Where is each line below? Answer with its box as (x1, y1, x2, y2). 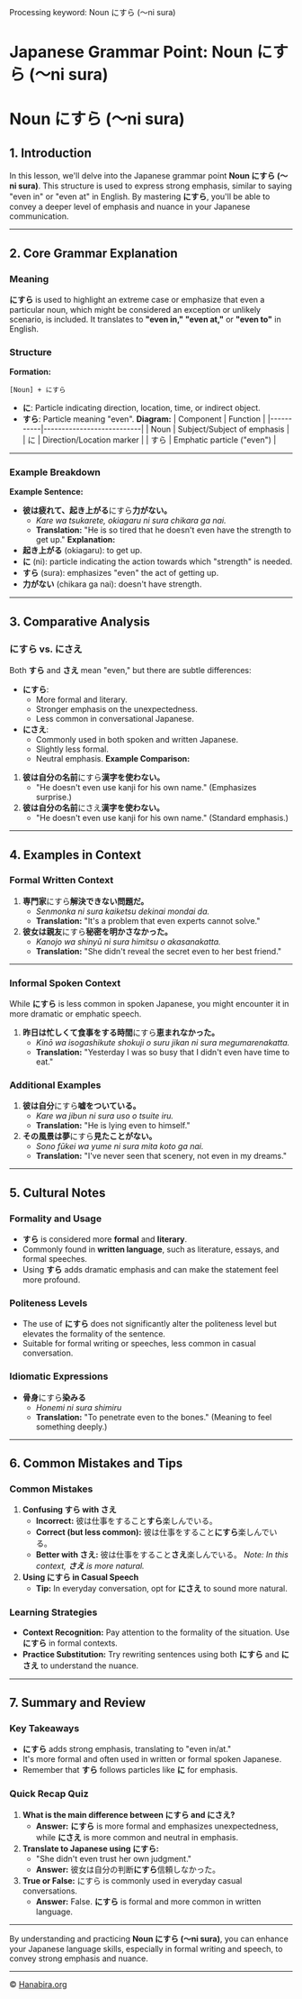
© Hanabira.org (9, 1978, 67, 1989)
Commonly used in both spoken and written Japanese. (35, 735, 239, 745)
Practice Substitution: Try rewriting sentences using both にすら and (22, 1648, 280, 1659)
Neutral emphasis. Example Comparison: (35, 753, 191, 764)
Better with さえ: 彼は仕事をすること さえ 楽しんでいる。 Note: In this (35, 1549, 289, 1560)
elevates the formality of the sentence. (22, 1328, 166, 1339)
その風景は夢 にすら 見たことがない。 (22, 1131, 157, 1142)
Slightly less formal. (35, 744, 110, 754)
